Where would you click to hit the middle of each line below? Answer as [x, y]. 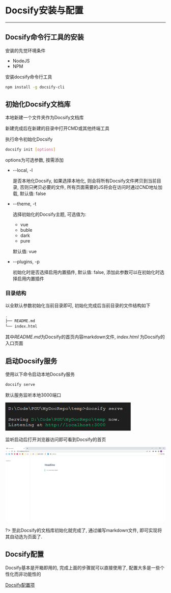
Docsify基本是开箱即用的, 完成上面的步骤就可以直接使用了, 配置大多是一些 [83, 567]
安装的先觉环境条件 [25, 50]
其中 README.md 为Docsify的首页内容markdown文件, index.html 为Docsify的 [85, 337]
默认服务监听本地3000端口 [33, 395]
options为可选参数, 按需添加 [34, 160]
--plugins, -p [26, 262]
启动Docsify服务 [31, 361]
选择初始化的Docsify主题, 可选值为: [49, 214]
